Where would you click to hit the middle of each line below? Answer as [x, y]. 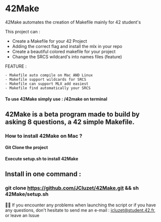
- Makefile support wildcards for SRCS [46, 79]
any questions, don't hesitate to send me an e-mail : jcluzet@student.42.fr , [80, 210]
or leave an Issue [22, 215]
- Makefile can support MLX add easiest [47, 84]
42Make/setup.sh [27, 194]
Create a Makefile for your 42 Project [49, 41]
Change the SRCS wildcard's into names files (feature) [67, 56]
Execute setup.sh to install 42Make [42, 159]
